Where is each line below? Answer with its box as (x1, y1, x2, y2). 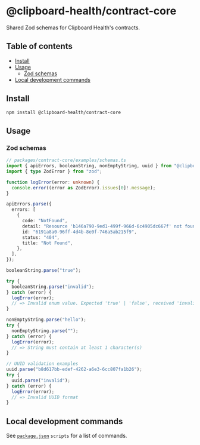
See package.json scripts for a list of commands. (6, 432, 127, 440)
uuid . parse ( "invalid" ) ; (11, 378, 70, 383)
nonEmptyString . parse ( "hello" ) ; (6, 317, 86, 323)
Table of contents (6, 41, 73, 51)
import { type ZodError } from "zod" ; (6, 168, 102, 174)
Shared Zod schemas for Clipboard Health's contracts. (6, 24, 140, 31)
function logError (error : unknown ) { (6, 179, 100, 185)
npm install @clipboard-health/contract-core (6, 109, 121, 115)
